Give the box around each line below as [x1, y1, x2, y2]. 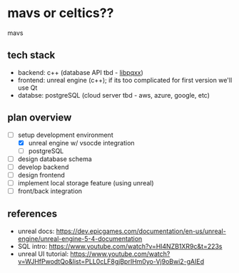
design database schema [17, 155, 93, 163]
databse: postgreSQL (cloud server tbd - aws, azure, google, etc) [17, 91, 210, 99]
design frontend [17, 170, 66, 179]
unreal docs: [17, 227, 55, 235]
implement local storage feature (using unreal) [17, 178, 155, 187]
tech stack [7, 49, 56, 61]
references [7, 208, 58, 220]
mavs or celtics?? [7, 5, 114, 21]
